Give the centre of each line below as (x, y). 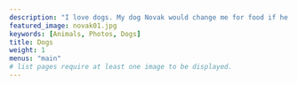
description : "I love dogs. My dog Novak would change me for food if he (149, 17)
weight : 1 (28, 50)
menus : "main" (36, 58)
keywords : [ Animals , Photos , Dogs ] (75, 34)
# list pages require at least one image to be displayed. (121, 67)
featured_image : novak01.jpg (63, 26)
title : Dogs (31, 42)
